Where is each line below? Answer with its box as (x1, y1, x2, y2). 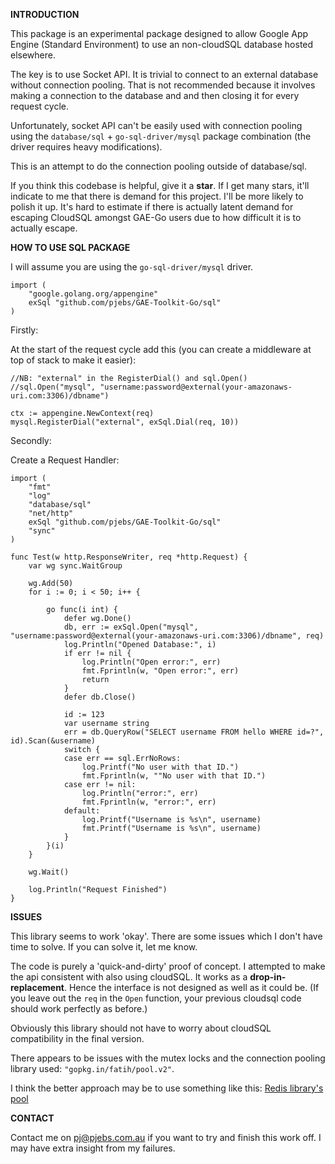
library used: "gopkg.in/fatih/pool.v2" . (10, 1063, 175, 1074)
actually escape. (10, 222, 78, 234)
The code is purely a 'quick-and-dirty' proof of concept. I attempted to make (10, 960, 326, 972)
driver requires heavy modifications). (10, 141, 163, 153)
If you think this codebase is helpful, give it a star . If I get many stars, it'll (10, 180, 310, 191)
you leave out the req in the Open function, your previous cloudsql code (10, 992, 302, 1004)
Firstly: (10, 324, 39, 336)
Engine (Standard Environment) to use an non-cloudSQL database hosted (10, 39, 314, 50)
